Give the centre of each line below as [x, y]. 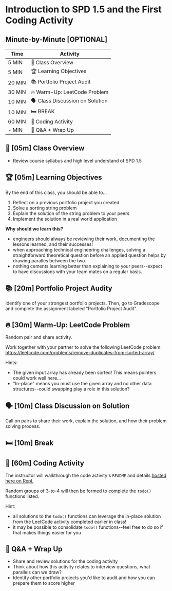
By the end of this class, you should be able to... [56, 192]
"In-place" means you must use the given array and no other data [82, 384]
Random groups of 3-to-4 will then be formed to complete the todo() [78, 491]
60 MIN [17, 122]
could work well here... [37, 378]
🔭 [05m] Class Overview [45, 148]
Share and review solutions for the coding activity [65, 561]
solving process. [23, 426]
